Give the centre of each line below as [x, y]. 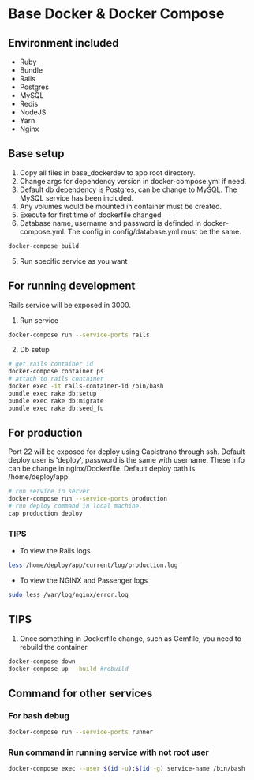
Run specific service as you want [73, 261]
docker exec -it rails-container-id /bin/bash [86, 386]
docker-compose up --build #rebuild [68, 669]
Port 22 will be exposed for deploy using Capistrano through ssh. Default [127, 452]
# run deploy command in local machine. [76, 506]
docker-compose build [44, 246]
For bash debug [39, 715]
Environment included [64, 43]
